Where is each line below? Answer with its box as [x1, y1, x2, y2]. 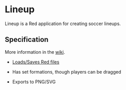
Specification [5, 35, 49, 44]
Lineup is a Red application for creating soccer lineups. [5, 20, 121, 27]
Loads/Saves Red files [12, 59, 59, 65]
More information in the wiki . [5, 49, 65, 55]
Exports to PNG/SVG [12, 78, 56, 85]
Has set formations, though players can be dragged [12, 69, 121, 75]
